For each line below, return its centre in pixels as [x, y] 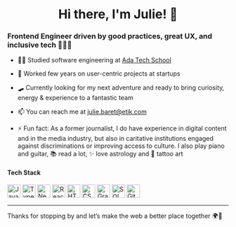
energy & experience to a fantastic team [75, 98]
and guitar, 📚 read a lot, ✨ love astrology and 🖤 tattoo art [100, 154]
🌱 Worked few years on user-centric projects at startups [99, 74]
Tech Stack [24, 173]
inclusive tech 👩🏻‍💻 [40, 45]
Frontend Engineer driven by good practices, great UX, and [110, 36]
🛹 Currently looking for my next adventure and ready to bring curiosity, [121, 88]
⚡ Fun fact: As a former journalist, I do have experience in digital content [122, 128]
